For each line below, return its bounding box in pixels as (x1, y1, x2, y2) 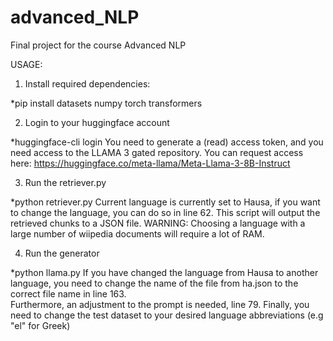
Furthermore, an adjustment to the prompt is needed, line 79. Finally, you (10, 298, 310, 310)
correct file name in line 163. (10, 287, 127, 300)
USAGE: (10, 58, 43, 70)
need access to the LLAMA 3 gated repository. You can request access (10, 146, 304, 158)
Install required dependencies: (24, 77, 151, 90)
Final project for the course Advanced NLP (10, 39, 187, 51)
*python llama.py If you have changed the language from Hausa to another (10, 266, 319, 278)
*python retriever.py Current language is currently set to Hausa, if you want (10, 196, 321, 208)
